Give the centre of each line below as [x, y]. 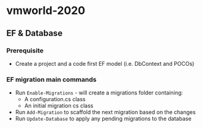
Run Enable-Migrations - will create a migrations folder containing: [99, 93]
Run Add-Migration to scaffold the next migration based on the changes [105, 112]
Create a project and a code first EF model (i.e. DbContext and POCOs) [105, 63]
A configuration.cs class [55, 99]
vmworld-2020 [46, 11]
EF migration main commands [51, 79]
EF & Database [35, 33]
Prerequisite [25, 51]
